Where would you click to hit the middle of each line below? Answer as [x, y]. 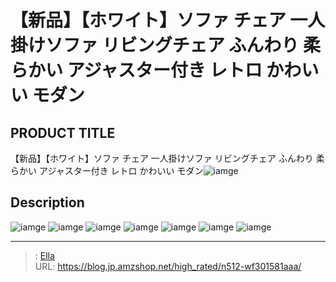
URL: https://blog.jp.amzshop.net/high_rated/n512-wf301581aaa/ [168, 266]
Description [47, 202]
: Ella [44, 255]
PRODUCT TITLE [63, 132]
